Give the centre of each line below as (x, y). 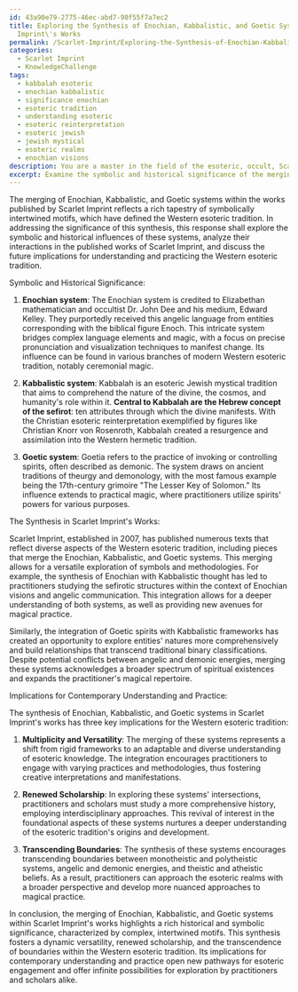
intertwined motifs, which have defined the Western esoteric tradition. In (141, 218)
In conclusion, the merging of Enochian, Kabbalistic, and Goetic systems (141, 914)
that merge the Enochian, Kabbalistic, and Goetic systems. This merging (141, 558)
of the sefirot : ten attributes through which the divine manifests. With (149, 412)
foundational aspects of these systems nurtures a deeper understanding (154, 823)
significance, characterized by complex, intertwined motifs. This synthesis (145, 932)
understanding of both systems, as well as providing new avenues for (136, 605)
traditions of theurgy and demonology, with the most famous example (149, 476)
